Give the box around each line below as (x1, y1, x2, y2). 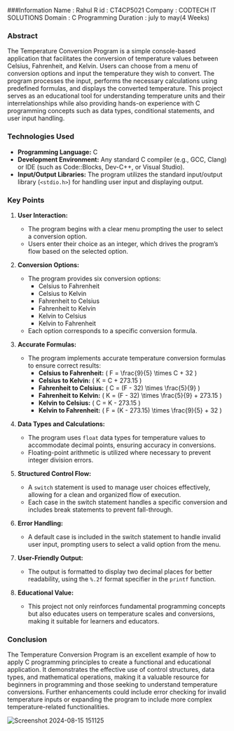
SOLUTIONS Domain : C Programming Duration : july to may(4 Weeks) (7, 13, 210, 22)
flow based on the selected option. (27, 247, 128, 255)
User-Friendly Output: (17, 553, 83, 562)
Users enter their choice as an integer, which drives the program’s (27, 239, 219, 248)
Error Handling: (17, 519, 64, 527)
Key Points (7, 195, 45, 205)
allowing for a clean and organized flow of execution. (27, 490, 181, 498)
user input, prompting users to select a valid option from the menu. (27, 540, 221, 548)
